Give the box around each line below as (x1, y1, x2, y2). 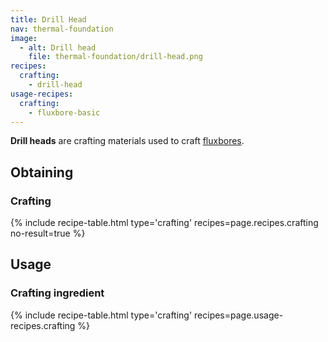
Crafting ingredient (10, 286, 105, 300)
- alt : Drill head (19, 42, 97, 53)
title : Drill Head (10, 14, 87, 25)
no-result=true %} (10, 227, 86, 240)
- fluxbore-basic (28, 107, 101, 118)
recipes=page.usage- (194, 309, 284, 321)
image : (10, 33, 38, 43)
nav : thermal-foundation (10, 24, 114, 34)
